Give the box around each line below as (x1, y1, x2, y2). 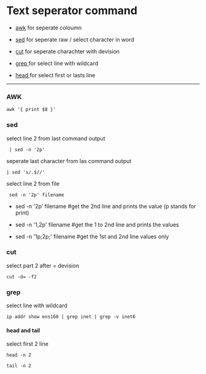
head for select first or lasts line (15, 71, 96, 78)
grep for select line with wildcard (15, 59, 99, 67)
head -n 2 (6, 352, 32, 359)
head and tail (6, 326, 40, 334)
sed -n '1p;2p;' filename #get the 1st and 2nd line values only (15, 232, 169, 240)
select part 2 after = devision (6, 262, 80, 269)
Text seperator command (6, 4, 138, 18)
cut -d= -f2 (6, 273, 37, 280)
